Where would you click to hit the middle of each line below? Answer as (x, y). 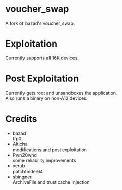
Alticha (20, 144)
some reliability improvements (44, 160)
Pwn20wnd (25, 155)
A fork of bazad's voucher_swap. (40, 23)
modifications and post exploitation (50, 150)
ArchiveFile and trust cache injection (51, 182)
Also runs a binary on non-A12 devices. (46, 98)
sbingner (22, 177)
